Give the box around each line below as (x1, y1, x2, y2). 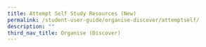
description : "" (7, 23, 55, 30)
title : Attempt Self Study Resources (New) (7, 10, 137, 17)
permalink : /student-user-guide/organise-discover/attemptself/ (7, 17, 200, 23)
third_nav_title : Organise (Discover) (7, 29, 121, 37)
